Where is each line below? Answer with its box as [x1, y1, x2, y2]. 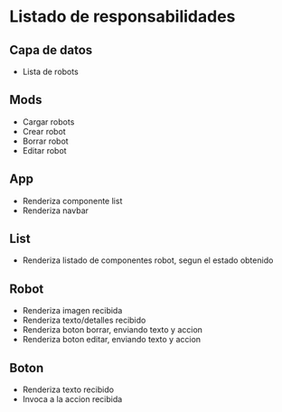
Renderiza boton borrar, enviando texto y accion [22, 324, 203, 335]
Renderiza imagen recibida [22, 305, 123, 316]
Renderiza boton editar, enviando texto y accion [22, 334, 202, 345]
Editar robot [22, 145, 67, 155]
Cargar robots [22, 116, 75, 127]
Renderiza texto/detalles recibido [22, 314, 146, 326]
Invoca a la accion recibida [22, 394, 123, 405]
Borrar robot [22, 136, 70, 146]
